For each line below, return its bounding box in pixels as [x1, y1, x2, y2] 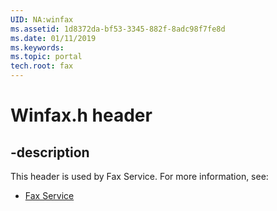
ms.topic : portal [10, 52, 83, 62]
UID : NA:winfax [10, 14, 74, 25]
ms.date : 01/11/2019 [10, 33, 97, 43]
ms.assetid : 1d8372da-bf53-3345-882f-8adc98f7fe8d [10, 24, 226, 34]
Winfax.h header [10, 104, 153, 127]
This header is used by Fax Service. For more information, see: [10, 171, 269, 182]
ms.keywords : [10, 42, 65, 53]
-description [10, 144, 90, 161]
